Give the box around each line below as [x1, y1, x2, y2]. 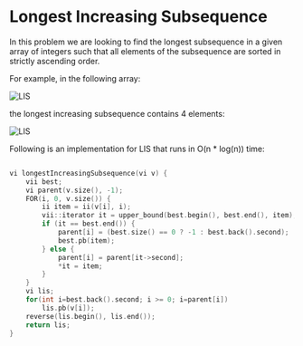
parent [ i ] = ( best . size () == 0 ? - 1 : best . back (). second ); [57, 228, 289, 237]
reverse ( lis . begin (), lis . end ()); [25, 312, 156, 321]
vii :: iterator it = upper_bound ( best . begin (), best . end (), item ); [42, 211, 298, 220]
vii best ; [25, 177, 63, 187]
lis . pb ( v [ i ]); [42, 303, 95, 312]
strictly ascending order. [9, 55, 100, 66]
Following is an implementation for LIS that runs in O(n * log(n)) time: [9, 143, 265, 154]
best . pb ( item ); [57, 235, 116, 245]
